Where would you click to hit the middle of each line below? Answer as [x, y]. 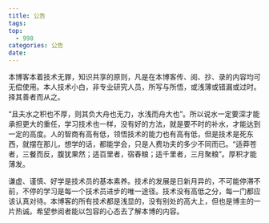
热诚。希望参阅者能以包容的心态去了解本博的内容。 [99, 211]
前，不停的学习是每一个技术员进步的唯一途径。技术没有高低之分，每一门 [127, 191]
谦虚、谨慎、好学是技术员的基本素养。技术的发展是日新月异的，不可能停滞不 [134, 181]
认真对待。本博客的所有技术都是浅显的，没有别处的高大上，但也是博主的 [134, 201]
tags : [17, 23]
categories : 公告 [36, 46]
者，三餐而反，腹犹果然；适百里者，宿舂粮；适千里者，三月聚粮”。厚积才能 [133, 154]
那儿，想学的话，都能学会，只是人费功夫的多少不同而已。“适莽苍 [150, 144]
